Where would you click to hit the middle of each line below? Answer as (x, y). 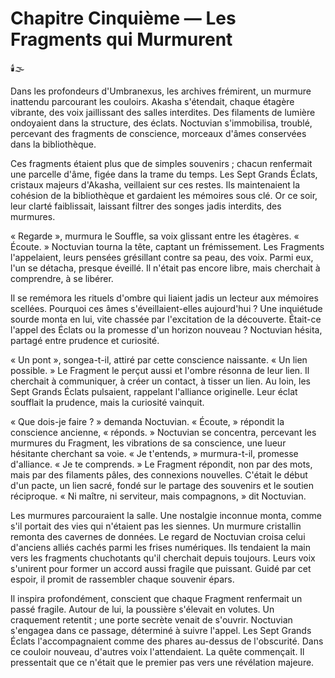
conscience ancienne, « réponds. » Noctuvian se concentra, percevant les (163, 432)
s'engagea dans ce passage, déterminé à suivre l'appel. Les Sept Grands (161, 630)
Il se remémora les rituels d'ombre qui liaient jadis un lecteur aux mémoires (164, 298)
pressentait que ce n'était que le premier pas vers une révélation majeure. (162, 662)
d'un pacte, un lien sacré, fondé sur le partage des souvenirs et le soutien (162, 485)
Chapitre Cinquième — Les (123, 18)
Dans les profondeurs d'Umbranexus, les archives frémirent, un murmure (161, 91)
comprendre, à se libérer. (62, 278)
